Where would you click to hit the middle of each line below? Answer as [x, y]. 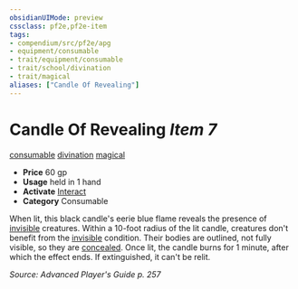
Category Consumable [65, 200]
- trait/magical [40, 77]
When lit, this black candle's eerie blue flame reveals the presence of [138, 219]
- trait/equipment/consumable [67, 60]
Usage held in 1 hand [62, 182]
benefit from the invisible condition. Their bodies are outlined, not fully [140, 238]
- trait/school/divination [60, 69]
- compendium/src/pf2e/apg [60, 43]
